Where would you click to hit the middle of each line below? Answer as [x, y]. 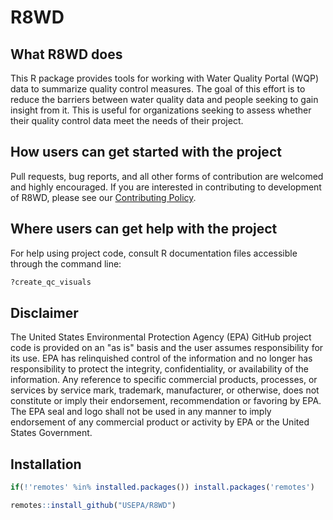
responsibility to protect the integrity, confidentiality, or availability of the [160, 369]
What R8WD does [66, 54]
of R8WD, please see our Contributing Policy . [103, 197]
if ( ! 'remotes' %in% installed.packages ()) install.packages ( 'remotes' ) [162, 487]
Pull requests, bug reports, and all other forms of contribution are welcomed [167, 176]
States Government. [51, 433]
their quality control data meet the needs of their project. [127, 120]
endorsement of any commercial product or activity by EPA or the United [160, 422]
